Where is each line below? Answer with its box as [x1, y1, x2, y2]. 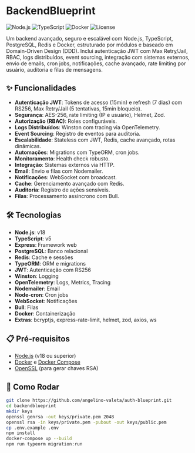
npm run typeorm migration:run [6, 441, 83, 447]
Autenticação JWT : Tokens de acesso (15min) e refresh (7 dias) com [14, 99, 183, 106]
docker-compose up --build [6, 436, 72, 442]
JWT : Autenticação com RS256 [14, 266, 92, 273]
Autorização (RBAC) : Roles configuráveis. [14, 118, 117, 125]
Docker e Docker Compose [14, 358, 80, 365]
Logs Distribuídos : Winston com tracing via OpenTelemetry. [14, 123, 160, 130]
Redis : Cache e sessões [14, 254, 73, 261]
